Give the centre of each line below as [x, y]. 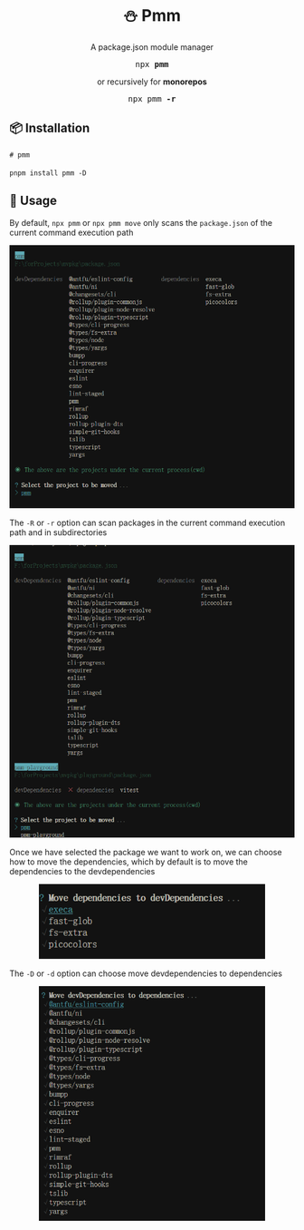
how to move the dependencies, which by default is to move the [129, 862]
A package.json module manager [152, 47]
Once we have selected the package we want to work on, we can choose [146, 852]
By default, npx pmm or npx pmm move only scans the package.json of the [141, 222]
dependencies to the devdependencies [82, 871]
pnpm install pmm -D [48, 173]
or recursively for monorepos [152, 82]
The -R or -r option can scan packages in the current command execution [147, 523]
